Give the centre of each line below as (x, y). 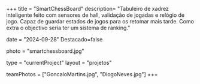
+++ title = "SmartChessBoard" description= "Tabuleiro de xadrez (88, 9)
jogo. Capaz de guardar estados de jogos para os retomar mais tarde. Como (100, 21)
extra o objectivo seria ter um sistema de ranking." (68, 28)
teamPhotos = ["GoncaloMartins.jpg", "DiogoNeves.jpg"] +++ (82, 74)
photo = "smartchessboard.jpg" (46, 51)
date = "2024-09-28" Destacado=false (54, 39)
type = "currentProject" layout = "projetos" (59, 63)
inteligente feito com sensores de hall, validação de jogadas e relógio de (95, 15)
